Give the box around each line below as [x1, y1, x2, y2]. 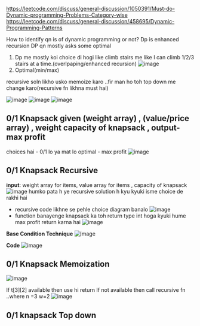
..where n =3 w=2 [6, 293, 50, 300]
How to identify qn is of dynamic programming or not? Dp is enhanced [6, 36, 179, 43]
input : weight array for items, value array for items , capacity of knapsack [6, 181, 187, 188]
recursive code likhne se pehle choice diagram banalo [14, 206, 148, 213]
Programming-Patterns [6, 24, 63, 31]
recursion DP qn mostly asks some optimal [6, 42, 112, 49]
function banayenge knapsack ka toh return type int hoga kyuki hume [14, 212, 186, 219]
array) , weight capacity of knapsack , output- [6, 123, 180, 133]
